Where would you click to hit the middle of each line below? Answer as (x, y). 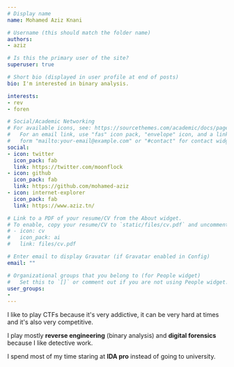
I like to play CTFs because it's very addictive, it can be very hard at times (113, 315)
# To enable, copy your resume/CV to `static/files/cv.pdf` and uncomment (118, 225)
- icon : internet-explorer (46, 193)
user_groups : (26, 288)
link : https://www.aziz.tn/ (54, 206)
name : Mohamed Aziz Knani (45, 20)
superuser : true (31, 65)
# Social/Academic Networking (51, 122)
